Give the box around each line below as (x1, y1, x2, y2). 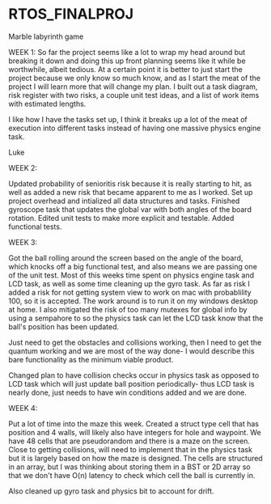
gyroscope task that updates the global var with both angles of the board (8, 204, 252, 214)
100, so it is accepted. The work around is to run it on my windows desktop (8, 296, 259, 306)
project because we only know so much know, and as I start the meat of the (8, 73, 261, 83)
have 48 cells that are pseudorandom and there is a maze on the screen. (8, 436, 251, 446)
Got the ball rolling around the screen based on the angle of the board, (8, 252, 243, 263)
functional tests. (8, 222, 62, 231)
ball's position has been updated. (8, 321, 120, 332)
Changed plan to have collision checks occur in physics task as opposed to (8, 370, 260, 380)
